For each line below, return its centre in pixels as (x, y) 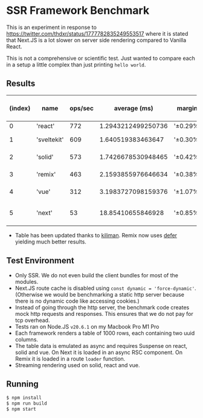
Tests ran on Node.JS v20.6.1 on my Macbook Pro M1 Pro (87, 326)
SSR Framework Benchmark (78, 11)
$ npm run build (27, 404)
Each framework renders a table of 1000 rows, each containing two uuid (105, 333)
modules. (27, 281)
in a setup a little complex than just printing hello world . (76, 65)
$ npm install (24, 398)
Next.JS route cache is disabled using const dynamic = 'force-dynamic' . (105, 288)
